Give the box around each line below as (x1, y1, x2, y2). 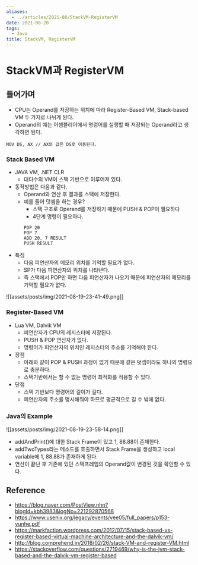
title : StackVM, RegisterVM (6, 36, 76, 42)
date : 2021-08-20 (6, 20, 49, 26)
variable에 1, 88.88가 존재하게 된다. (14, 453, 98, 460)
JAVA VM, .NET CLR (14, 169, 64, 176)
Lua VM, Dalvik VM (14, 322, 62, 329)
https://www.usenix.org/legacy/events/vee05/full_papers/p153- (14, 514, 170, 521)
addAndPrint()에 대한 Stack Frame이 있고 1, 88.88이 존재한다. (14, 438, 161, 445)
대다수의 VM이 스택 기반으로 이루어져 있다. (23, 176, 123, 183)
